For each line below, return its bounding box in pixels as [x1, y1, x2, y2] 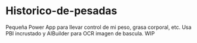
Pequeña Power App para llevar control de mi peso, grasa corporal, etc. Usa [5, 24, 192, 31]
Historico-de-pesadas [5, 4, 117, 18]
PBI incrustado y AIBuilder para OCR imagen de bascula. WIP [5, 29, 155, 37]
